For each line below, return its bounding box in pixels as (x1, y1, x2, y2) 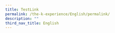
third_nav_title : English (5, 20, 59, 26)
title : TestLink (5, 7, 39, 12)
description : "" (5, 16, 39, 21)
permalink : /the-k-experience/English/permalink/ (5, 12, 111, 16)
